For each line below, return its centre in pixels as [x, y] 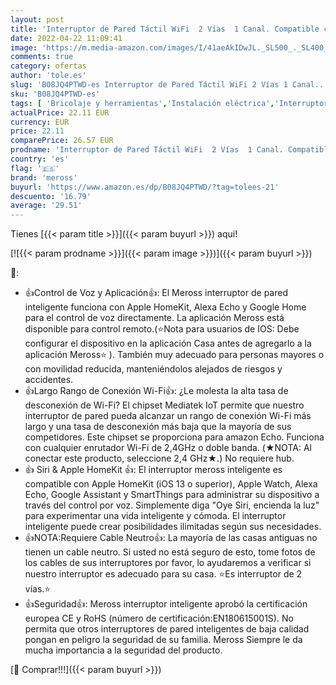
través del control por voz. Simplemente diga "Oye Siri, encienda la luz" [172, 505]
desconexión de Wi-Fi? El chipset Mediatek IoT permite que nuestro [164, 405]
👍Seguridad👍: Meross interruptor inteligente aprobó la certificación [166, 604]
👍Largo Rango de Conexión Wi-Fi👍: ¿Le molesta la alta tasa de [156, 391]
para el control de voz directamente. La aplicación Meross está [154, 318]
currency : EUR [40, 122]
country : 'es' [40, 159]
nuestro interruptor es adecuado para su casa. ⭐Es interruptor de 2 [163, 574]
